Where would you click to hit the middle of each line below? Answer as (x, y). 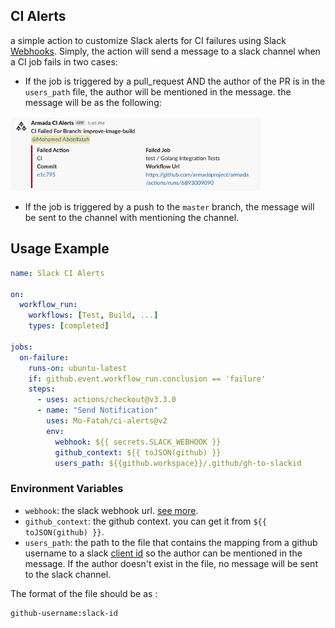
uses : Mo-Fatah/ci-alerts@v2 (107, 421)
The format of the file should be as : (84, 593)
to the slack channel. (68, 574)
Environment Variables (67, 489)
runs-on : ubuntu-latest (78, 368)
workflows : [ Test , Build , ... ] (93, 315)
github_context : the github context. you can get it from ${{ (145, 521)
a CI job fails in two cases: (64, 61)
